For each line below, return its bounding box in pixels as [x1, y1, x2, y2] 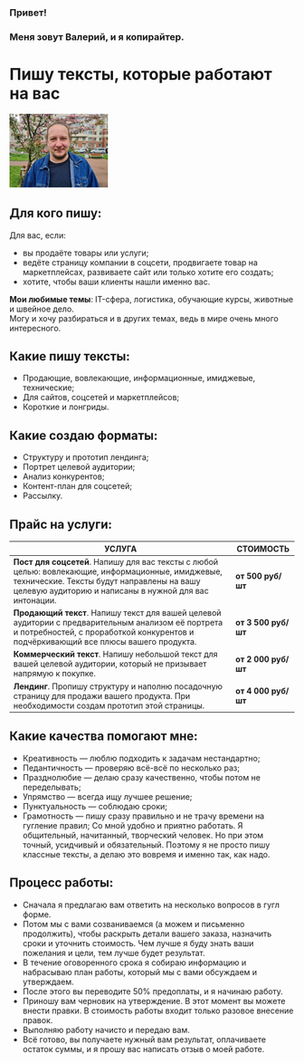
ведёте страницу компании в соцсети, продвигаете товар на [22, 256, 258, 268]
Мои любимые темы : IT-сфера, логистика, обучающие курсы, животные [9, 293, 294, 304]
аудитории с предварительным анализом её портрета [13, 618, 223, 628]
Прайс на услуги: [9, 516, 113, 531]
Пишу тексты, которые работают [9, 64, 273, 85]
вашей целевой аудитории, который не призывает [13, 658, 207, 669]
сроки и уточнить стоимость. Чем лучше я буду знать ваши [22, 937, 254, 948]
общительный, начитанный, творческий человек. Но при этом [22, 829, 264, 840]
